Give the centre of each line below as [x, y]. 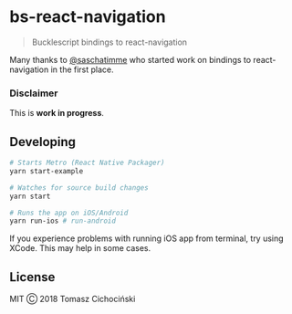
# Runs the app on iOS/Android [69, 213]
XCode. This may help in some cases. [80, 248]
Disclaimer [34, 93]
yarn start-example [47, 171]
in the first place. [82, 69]
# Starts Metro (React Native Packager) [88, 163]
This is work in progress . [57, 113]
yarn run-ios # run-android [63, 221]
